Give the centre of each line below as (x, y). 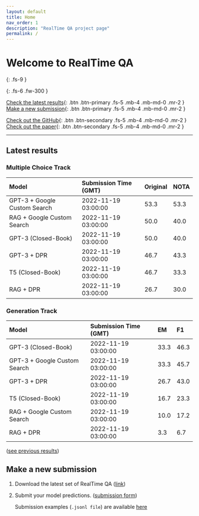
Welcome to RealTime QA (70, 63)
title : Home (21, 17)
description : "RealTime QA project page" (58, 28)
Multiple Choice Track (38, 168)
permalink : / (22, 34)
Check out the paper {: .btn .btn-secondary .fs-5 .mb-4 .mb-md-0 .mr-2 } (95, 127)
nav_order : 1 (22, 23)
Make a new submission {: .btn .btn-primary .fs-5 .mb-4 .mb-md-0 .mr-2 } (96, 109)
